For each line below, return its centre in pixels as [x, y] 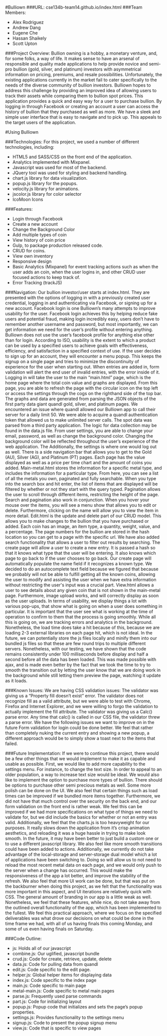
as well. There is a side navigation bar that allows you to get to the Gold [79, 452]
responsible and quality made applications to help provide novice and [77, 64]
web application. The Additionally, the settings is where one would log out [81, 447]
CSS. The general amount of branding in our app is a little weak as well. [79, 897]
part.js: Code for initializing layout [47, 1001]
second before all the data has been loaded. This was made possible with [81, 659]
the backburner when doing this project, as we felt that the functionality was [83, 886]
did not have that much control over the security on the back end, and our [81, 801]
